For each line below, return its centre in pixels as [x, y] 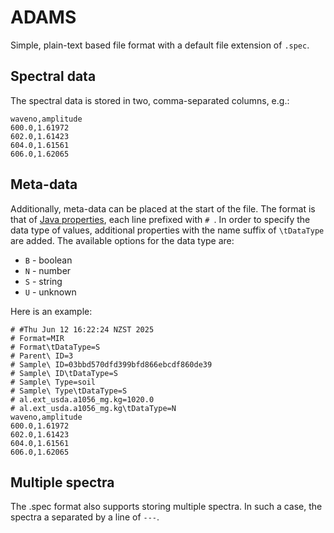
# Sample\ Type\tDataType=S [69, 391]
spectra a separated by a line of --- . [85, 517]
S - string [43, 281]
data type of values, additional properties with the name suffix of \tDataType [167, 230]
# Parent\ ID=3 [42, 356]
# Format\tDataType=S [55, 347]
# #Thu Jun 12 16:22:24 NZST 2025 [82, 329]
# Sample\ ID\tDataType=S [64, 373]
